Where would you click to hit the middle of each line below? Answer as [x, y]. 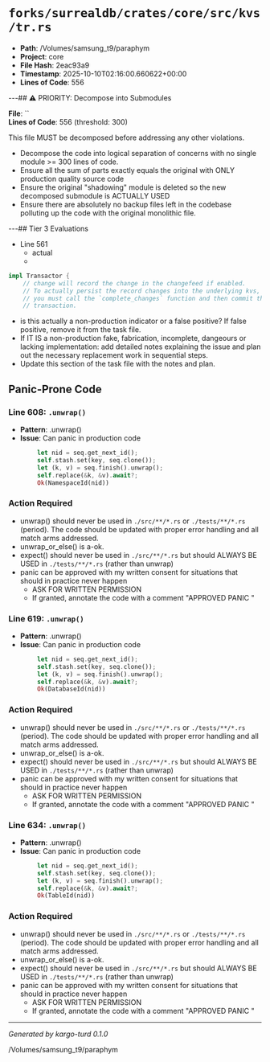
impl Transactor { [39, 276]
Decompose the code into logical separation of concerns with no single [138, 153]
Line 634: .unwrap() [47, 825]
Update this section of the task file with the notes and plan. [117, 364]
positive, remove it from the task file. [80, 330]
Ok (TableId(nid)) [66, 896]
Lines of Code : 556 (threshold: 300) [68, 121]
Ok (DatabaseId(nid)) [72, 689]
